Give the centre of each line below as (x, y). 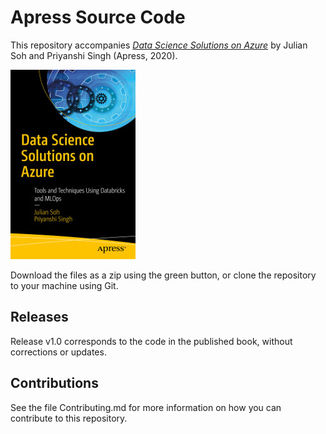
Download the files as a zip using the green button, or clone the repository (163, 275)
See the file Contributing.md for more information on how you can (146, 407)
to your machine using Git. (64, 285)
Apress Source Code (98, 17)
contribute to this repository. (69, 418)
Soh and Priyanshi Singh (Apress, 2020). (94, 55)
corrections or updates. (58, 352)
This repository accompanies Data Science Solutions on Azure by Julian (159, 45)
